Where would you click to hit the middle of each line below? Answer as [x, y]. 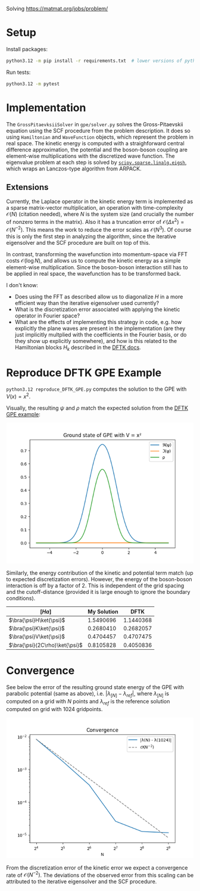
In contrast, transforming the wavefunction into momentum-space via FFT [97, 254]
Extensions [27, 187]
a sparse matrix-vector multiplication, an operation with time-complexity [95, 208]
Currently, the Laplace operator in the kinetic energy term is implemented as [100, 201]
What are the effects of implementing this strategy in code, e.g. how [98, 322]
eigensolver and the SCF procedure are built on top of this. [78, 242]
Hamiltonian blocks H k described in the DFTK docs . [78, 348]
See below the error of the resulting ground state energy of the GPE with [95, 687]
